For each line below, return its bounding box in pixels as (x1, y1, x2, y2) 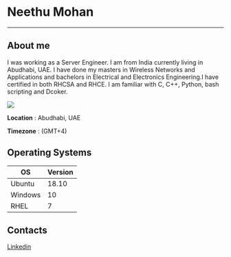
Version (47, 167, 74, 177)
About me (7, 40, 50, 52)
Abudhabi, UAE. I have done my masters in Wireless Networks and (7, 65, 196, 74)
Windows (10, 190, 41, 199)
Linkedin (7, 243, 32, 251)
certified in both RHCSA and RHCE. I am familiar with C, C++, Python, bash (7, 80, 219, 88)
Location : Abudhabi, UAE (7, 113, 81, 122)
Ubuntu (10, 179, 35, 188)
